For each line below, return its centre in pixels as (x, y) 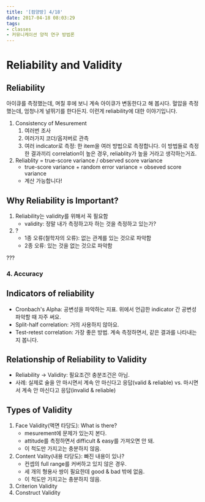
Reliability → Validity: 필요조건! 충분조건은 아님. (72, 375)
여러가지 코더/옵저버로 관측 (57, 138)
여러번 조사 (37, 131)
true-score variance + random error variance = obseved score (103, 167)
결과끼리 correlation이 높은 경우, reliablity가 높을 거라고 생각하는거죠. (114, 153)
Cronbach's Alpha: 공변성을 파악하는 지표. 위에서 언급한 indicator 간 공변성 (106, 309)
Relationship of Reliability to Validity (76, 360)
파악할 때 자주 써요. (38, 317)
